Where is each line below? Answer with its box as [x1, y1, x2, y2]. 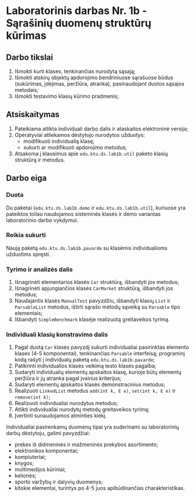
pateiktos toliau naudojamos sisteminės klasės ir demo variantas [6, 210, 161, 217]
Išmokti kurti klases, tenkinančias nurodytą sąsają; [14, 68, 136, 74]
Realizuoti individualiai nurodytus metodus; [14, 400, 119, 407]
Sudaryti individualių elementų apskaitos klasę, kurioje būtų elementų [14, 369, 182, 376]
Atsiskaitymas [6, 109, 60, 119]
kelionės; [14, 472, 37, 479]
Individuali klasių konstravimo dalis [6, 331, 108, 339]
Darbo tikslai [6, 52, 54, 62]
